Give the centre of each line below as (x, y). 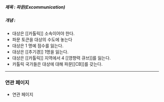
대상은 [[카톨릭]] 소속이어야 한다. (43, 33)
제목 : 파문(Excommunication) (35, 7)
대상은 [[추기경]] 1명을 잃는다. (40, 52)
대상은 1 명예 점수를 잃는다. (38, 46)
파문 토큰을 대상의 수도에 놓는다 (42, 40)
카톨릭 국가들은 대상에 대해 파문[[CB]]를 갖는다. (57, 64)
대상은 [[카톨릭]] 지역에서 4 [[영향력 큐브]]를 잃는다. (61, 58)
